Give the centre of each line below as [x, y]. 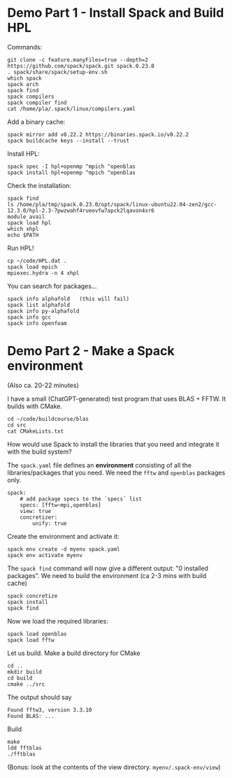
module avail [26, 217]
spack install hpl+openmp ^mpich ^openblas [72, 173]
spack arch [23, 84]
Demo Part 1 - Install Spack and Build [116, 13]
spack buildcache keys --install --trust [68, 141]
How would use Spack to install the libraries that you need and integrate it [114, 444]
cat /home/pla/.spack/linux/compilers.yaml [72, 109]
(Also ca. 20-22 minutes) [43, 385]
